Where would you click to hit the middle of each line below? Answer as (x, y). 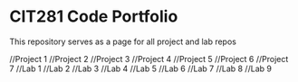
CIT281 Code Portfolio (94, 17)
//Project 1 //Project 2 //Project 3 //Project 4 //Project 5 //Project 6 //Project (149, 59)
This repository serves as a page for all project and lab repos (123, 41)
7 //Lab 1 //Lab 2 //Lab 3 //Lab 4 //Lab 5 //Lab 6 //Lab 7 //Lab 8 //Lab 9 (140, 68)
